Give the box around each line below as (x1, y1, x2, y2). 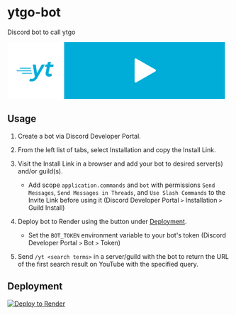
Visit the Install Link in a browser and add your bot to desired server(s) (17, 159, 223, 168)
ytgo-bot (7, 4, 62, 21)
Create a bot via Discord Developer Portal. (17, 132, 142, 140)
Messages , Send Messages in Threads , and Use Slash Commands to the (28, 188, 225, 196)
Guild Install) (28, 203, 65, 212)
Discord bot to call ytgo (7, 28, 76, 36)
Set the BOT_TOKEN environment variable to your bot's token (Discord (28, 230, 227, 239)
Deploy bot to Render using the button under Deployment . (17, 217, 187, 225)
